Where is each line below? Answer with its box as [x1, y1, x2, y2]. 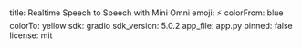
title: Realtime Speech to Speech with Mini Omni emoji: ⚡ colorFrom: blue [9, 7, 284, 18]
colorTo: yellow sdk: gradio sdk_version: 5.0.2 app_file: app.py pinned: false [9, 21, 294, 31]
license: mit [9, 30, 53, 41]
